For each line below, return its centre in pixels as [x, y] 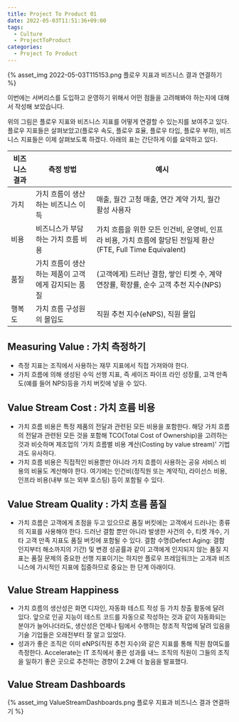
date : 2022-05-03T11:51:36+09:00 [57, 21]
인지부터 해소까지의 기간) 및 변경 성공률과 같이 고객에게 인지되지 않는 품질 [119, 550]
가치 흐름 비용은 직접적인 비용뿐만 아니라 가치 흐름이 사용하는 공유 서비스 [118, 462]
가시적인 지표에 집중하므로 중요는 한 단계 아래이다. [106, 567]
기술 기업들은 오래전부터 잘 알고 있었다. [72, 635]
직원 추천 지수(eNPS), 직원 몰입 [146, 314]
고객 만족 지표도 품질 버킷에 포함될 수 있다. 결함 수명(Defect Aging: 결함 [125, 540]
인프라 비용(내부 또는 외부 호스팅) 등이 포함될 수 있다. [91, 480]
